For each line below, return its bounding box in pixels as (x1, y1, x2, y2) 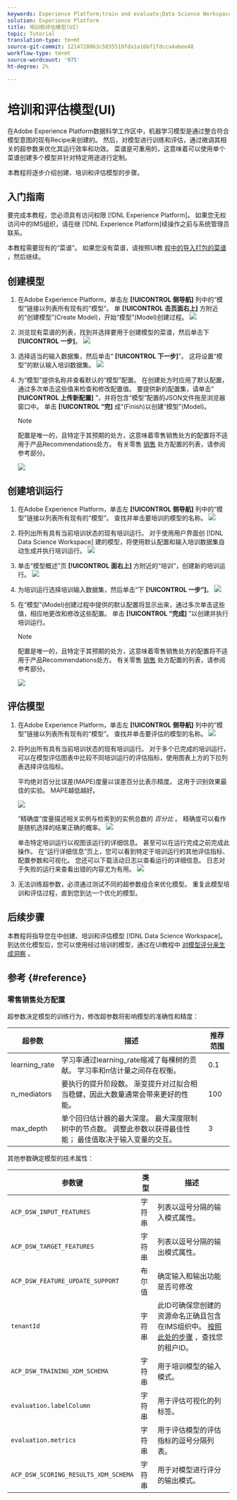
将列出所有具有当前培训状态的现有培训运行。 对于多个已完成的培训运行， (17, 744, 230, 753)
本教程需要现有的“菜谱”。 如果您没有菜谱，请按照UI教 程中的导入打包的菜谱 (7, 243, 227, 252)
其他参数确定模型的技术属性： (7, 1154, 94, 1162)
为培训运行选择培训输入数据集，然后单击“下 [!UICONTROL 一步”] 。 (17, 585, 213, 594)
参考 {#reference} (7, 972, 87, 984)
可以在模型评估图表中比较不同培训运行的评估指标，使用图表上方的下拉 (17, 753, 222, 761)
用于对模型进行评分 (157, 1465, 221, 1475)
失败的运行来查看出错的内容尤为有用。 (23, 865, 135, 873)
